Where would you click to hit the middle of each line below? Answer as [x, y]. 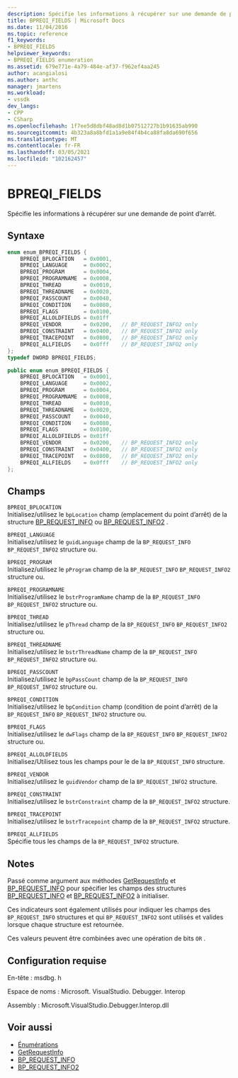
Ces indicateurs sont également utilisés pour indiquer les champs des [109, 910]
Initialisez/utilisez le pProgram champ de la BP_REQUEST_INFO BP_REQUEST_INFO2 [119, 569]
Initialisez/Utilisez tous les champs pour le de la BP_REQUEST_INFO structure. [116, 762]
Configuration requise [57, 961]
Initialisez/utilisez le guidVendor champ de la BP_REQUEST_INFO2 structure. [113, 782]
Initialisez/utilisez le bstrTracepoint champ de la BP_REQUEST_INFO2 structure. [119, 821]
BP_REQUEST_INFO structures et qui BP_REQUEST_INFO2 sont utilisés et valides [115, 917]
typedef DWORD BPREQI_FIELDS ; [52, 358]
